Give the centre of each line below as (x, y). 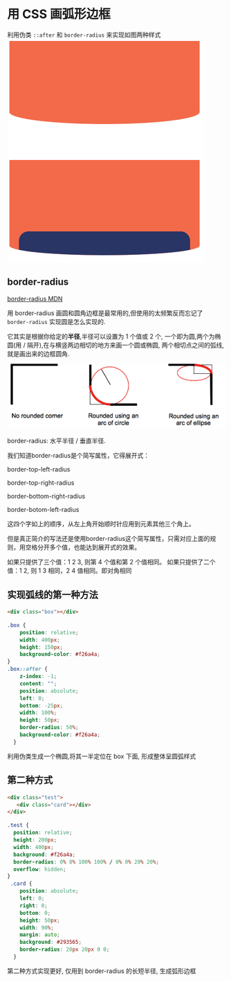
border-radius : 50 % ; (49, 728)
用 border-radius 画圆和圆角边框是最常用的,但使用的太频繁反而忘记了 (105, 313)
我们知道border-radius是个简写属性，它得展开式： (78, 456)
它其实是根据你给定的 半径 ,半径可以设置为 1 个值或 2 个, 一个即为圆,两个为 (111, 336)
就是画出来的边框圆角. (39, 353)
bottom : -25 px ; (41, 706)
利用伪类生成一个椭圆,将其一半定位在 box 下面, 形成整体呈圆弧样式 (102, 756)
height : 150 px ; (41, 647)
